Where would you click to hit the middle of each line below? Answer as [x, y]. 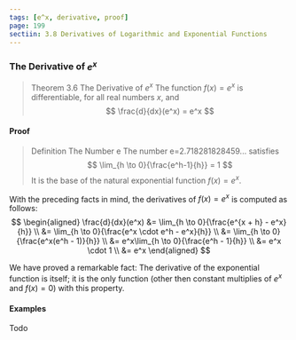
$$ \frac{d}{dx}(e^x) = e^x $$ [160, 111]
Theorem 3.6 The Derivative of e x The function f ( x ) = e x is [137, 87]
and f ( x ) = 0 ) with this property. [67, 288]
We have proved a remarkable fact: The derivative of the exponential [134, 268]
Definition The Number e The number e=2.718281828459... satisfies [155, 151]
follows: [23, 209]
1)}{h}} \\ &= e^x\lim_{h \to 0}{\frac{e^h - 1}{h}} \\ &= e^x [179, 241]
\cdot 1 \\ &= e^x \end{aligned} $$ [149, 250]
